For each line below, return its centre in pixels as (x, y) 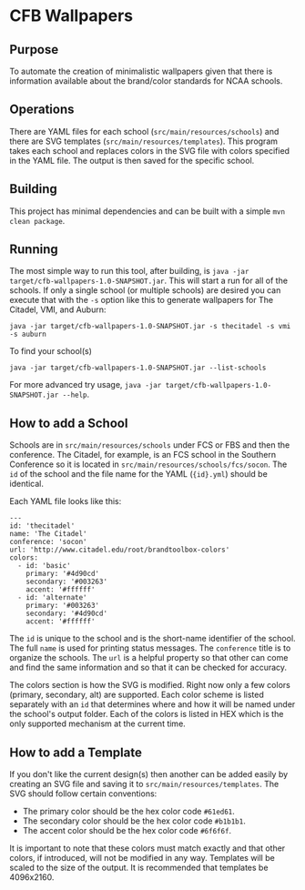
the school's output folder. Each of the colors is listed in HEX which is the (147, 714)
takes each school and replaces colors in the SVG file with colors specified (149, 150)
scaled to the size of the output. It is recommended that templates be (139, 868)
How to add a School (69, 423)
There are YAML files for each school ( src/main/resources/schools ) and (144, 131)
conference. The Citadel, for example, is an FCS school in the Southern (142, 455)
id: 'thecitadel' (42, 526)
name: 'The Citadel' (49, 534)
